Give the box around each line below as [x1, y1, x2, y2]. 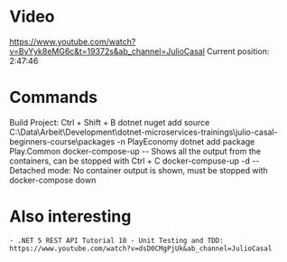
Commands [9, 88, 98, 108]
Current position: [207, 45, 270, 56]
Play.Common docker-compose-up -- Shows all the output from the [9, 145, 262, 156]
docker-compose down [9, 174, 97, 185]
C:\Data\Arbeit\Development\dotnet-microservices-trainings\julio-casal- [9, 126, 278, 137]
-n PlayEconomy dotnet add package [116, 136, 255, 146]
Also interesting [9, 206, 132, 227]
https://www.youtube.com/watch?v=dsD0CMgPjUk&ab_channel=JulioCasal [9, 244, 273, 253]
